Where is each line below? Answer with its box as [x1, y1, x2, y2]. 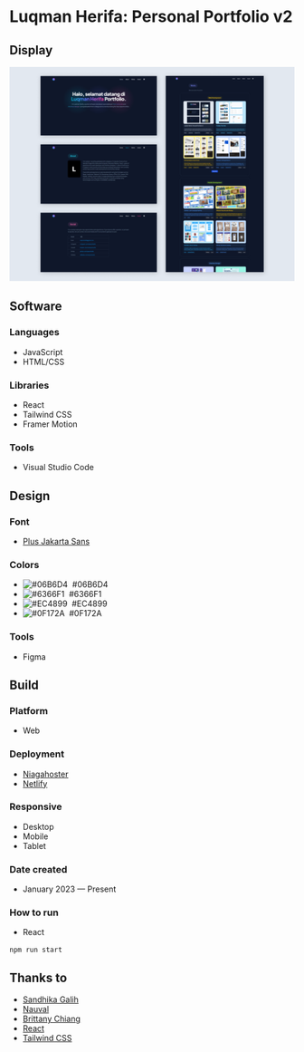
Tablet [22, 840, 47, 851]
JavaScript [22, 346, 63, 357]
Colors [9, 558, 40, 571]
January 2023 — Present [22, 883, 117, 894]
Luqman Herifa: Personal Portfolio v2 [9, 6, 293, 27]
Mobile [22, 831, 49, 842]
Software [9, 299, 62, 314]
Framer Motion [22, 419, 79, 429]
